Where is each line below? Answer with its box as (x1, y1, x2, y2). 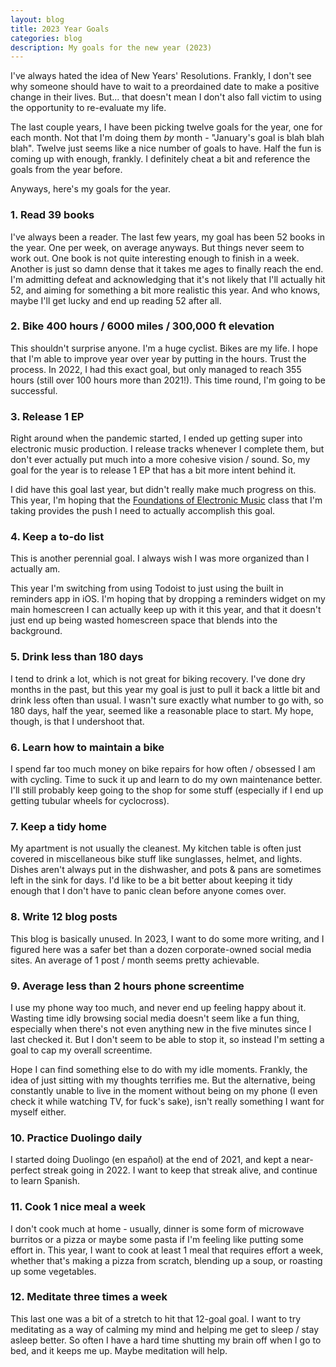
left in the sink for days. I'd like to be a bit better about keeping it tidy (10, 874, 293, 886)
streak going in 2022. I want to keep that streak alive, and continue (42, 1164, 318, 1176)
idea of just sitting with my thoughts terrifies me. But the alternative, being (10, 1074, 316, 1086)
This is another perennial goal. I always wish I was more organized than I (10, 552, 310, 565)
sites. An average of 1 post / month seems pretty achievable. (10, 954, 260, 966)
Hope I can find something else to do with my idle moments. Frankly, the (10, 1063, 308, 1075)
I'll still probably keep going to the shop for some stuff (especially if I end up (10, 784, 324, 796)
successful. (10, 384, 58, 396)
